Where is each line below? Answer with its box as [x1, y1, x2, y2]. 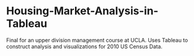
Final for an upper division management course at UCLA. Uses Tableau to [6, 36, 188, 43]
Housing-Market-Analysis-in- [6, 4, 159, 18]
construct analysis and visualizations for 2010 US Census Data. [6, 43, 163, 50]
